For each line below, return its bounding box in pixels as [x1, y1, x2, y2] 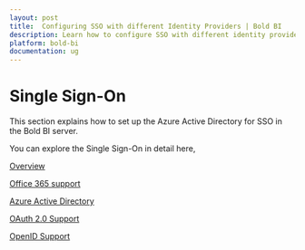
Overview [9, 160, 45, 172]
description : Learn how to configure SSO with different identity [9, 30, 266, 39]
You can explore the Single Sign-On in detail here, [9, 143, 196, 154]
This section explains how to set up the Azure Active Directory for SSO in [9, 116, 283, 127]
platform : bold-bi [9, 38, 79, 48]
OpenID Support [9, 231, 71, 242]
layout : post [9, 13, 59, 23]
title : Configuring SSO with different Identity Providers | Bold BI [9, 22, 282, 31]
